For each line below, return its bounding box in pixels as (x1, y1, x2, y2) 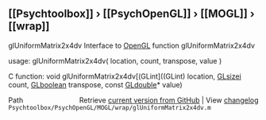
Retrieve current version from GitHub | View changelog (79, 95, 259, 105)
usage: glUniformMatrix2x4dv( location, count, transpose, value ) (8, 56, 222, 65)
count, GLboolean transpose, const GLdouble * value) (8, 79, 183, 89)
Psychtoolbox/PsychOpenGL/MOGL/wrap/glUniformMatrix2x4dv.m (8, 103, 212, 111)
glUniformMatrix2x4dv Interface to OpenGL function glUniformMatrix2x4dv (8, 41, 256, 50)
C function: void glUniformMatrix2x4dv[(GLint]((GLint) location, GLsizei (8, 72, 242, 81)
